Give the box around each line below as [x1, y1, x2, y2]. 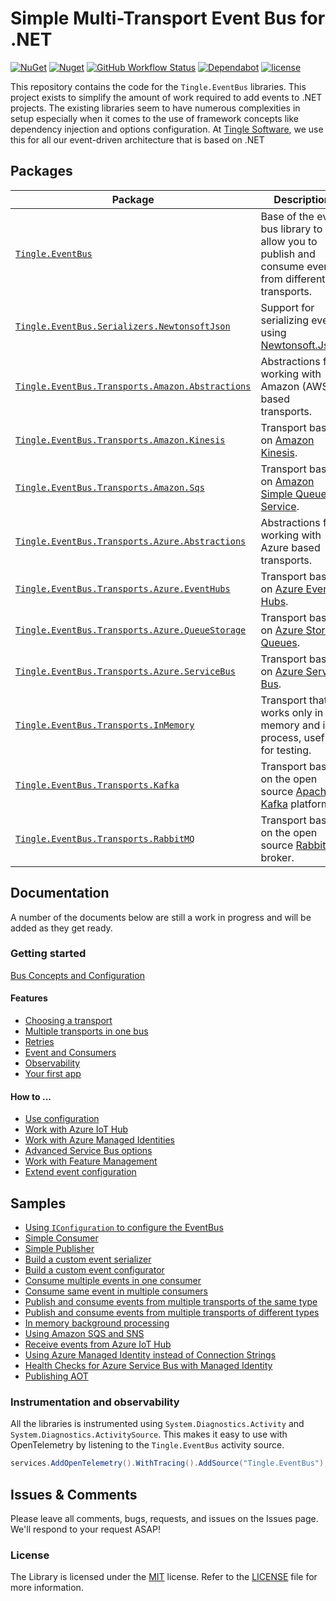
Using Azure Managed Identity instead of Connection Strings [24, 1349, 277, 1361]
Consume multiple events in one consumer [24, 1275, 202, 1287]
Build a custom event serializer [24, 1253, 152, 1266]
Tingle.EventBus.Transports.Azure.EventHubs [15, 583, 231, 594]
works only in [260, 705, 324, 719]
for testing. [260, 743, 312, 757]
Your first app [24, 1068, 82, 1080]
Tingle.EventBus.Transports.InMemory [15, 719, 195, 731]
